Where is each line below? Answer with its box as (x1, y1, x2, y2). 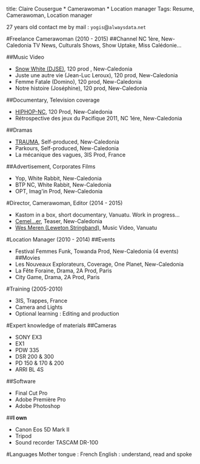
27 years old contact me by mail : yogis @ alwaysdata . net (6, 24, 147, 30)
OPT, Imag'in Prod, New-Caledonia (15, 188, 103, 195)
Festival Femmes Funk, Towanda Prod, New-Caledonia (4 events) (15, 248, 179, 255)
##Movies (15, 254, 41, 261)
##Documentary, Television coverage (6, 97, 100, 103)
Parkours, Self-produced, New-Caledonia (15, 145, 119, 151)
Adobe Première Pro (15, 396, 66, 403)
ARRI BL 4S (15, 366, 44, 373)
